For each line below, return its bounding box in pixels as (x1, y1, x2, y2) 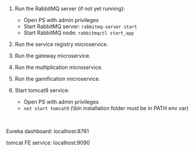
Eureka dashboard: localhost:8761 (6, 128, 89, 134)
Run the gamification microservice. (14, 75, 101, 82)
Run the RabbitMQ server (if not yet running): (14, 5, 126, 12)
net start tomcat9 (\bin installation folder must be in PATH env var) (23, 105, 189, 112)
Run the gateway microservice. (14, 52, 91, 59)
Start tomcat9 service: (14, 87, 70, 94)
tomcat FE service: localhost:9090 (6, 139, 90, 146)
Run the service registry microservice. (14, 41, 109, 48)
